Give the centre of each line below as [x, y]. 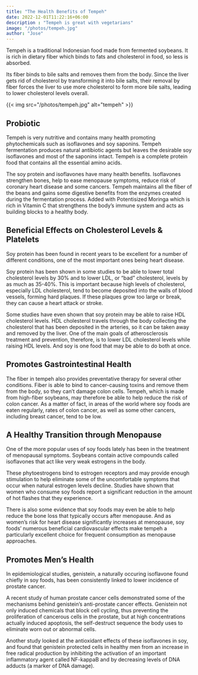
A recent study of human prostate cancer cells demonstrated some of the [95, 598]
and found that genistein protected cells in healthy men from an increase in [98, 647]
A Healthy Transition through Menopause [84, 435]
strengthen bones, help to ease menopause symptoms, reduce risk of [91, 180]
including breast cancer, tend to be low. [54, 416]
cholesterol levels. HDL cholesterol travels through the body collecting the [96, 320]
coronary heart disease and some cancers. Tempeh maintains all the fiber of [99, 186]
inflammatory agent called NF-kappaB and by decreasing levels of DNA [93, 660]
